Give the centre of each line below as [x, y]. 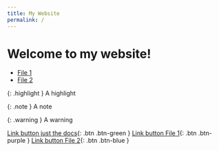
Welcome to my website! [79, 54]
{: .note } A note [30, 106]
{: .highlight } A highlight [41, 93]
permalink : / [26, 20]
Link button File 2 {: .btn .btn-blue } [80, 141]
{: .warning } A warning [40, 120]
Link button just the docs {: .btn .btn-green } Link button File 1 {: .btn [102, 133]
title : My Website [33, 13]
